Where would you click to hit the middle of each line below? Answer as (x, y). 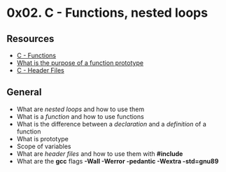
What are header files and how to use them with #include (100, 153)
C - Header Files (40, 70)
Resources (30, 39)
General (24, 92)
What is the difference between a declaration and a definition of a (112, 124)
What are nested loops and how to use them (80, 109)
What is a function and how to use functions (80, 116)
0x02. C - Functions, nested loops (107, 13)
